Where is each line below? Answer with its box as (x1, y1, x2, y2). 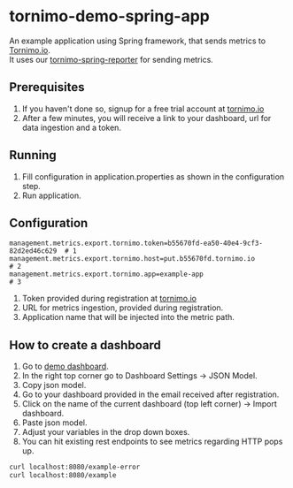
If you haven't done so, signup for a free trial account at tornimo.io (21, 103, 265, 114)
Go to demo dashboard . (21, 361, 109, 372)
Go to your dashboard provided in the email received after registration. (21, 389, 280, 400)
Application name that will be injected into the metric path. (21, 312, 235, 323)
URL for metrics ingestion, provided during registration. (21, 302, 224, 313)
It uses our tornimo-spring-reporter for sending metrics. (9, 54, 214, 65)
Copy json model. (21, 380, 87, 391)
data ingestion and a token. (21, 122, 122, 133)
